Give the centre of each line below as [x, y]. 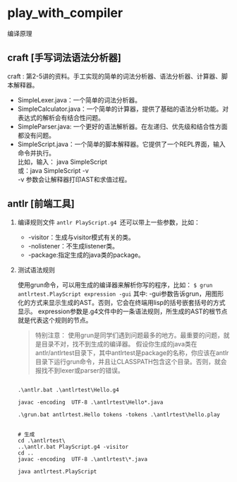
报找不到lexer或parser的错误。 [80, 370]
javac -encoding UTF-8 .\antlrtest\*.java [83, 459]
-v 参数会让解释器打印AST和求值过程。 [74, 179]
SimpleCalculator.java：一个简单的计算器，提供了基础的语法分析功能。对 [123, 109]
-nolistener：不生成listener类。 [73, 246]
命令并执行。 [36, 152]
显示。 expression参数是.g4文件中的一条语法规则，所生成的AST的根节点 [122, 311]
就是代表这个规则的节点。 [55, 320]
